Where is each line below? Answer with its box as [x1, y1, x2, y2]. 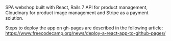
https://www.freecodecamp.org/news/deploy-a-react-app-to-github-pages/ [5, 30, 166, 36]
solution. [5, 15, 24, 21]
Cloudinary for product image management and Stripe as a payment [5, 10, 149, 16]
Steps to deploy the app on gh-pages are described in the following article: [5, 25, 163, 31]
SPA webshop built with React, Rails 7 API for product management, [5, 5, 148, 10]
